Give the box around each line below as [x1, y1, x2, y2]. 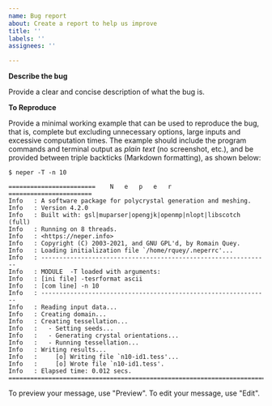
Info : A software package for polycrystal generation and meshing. [8, 197, 252, 205]
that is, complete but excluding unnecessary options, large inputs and [8, 127, 241, 137]
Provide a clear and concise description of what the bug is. [8, 87, 205, 97]
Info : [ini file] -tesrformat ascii [8, 275, 143, 284]
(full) [8, 218, 31, 227]
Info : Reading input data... [8, 303, 117, 312]
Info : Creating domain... [8, 310, 107, 318]
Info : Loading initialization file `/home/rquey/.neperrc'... [8, 246, 233, 255]
